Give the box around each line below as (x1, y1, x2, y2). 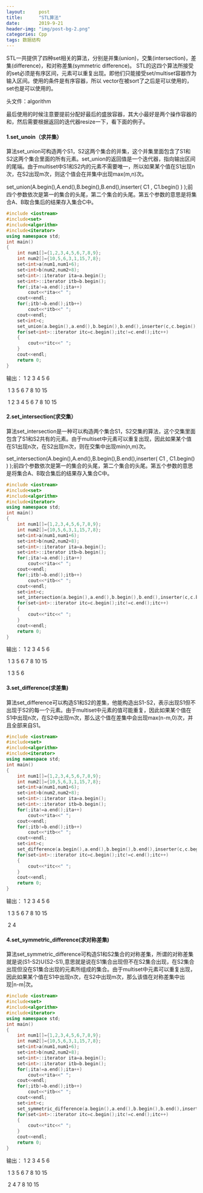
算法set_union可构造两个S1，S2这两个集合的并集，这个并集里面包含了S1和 (6, 148, 191, 155)
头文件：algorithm (6, 98, 51, 105)
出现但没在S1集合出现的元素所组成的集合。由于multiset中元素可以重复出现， (6, 966, 196, 973)
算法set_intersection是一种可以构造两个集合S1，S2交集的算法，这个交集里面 (6, 427, 196, 435)
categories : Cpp (6, 32, 47, 38)
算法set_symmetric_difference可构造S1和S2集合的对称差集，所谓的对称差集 (6, 951, 194, 958)
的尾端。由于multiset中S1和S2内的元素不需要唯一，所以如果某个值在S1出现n (6, 163, 195, 170)
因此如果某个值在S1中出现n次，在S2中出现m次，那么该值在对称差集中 (6, 974, 180, 981)
